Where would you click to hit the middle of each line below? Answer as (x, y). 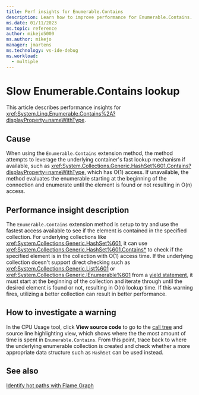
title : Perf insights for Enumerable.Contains (65, 12)
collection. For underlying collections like (56, 237)
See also (22, 371)
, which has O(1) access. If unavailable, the (136, 172)
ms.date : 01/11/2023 (32, 23)
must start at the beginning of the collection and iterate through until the (94, 281)
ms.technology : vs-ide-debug (42, 51)
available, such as (28, 166)
